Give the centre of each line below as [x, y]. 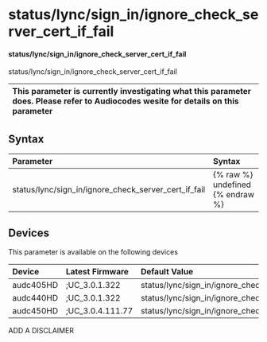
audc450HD [35, 311]
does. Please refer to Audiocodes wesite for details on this [126, 101]
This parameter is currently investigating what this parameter [132, 91]
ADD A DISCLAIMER [41, 331]
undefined [232, 185]
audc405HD [35, 286]
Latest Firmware [97, 272]
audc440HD [35, 298]
